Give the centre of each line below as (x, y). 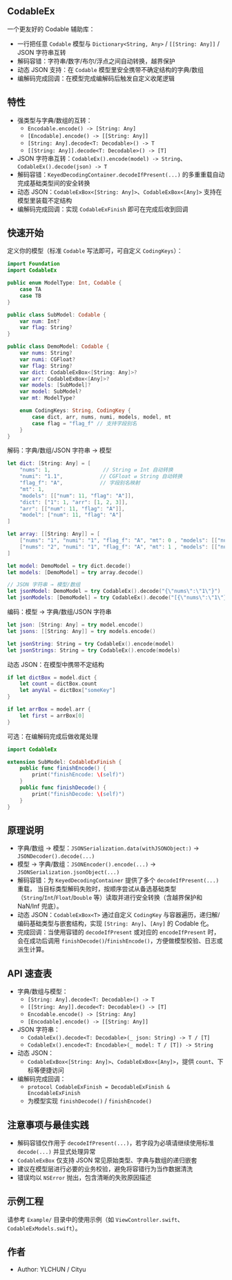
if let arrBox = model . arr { (49, 709)
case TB (30, 296)
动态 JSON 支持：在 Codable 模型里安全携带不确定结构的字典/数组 (110, 69)
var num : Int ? (40, 321)
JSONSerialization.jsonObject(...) (68, 873)
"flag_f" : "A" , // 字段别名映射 (80, 483)
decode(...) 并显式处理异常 (56, 1152)
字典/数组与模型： (42, 992)
